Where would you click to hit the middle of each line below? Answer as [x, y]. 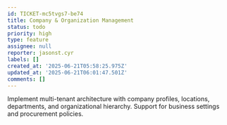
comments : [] [26, 79]
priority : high [30, 33]
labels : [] [23, 60]
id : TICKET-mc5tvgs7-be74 [45, 14]
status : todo [26, 27]
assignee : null [30, 46]
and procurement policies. [45, 114]
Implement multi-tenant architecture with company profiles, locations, [109, 99]
